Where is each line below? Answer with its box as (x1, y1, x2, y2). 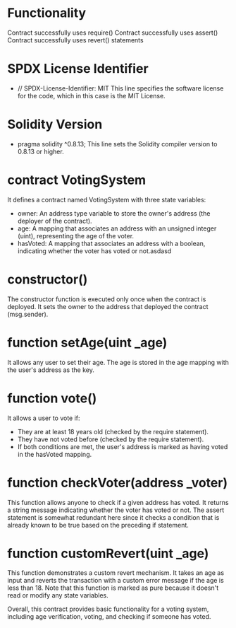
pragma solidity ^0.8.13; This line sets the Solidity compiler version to (17, 139, 218, 148)
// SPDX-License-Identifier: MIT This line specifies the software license (17, 83, 224, 93)
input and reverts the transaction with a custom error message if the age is (7, 576, 224, 585)
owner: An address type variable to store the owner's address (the (17, 209, 211, 217)
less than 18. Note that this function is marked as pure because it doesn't (7, 583, 219, 592)
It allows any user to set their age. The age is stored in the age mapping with (7, 358, 229, 366)
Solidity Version (7, 117, 103, 132)
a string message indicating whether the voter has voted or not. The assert (7, 506, 225, 514)
